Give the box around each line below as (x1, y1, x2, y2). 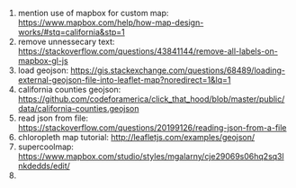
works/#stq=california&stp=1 (17, 27, 126, 37)
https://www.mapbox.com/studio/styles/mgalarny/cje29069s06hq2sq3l (17, 151, 285, 161)
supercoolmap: (17, 141, 75, 152)
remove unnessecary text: (17, 36, 115, 47)
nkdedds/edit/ (17, 161, 70, 171)
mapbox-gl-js (17, 56, 69, 66)
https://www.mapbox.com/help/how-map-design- (17, 17, 204, 28)
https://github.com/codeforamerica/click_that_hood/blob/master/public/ (17, 94, 285, 104)
